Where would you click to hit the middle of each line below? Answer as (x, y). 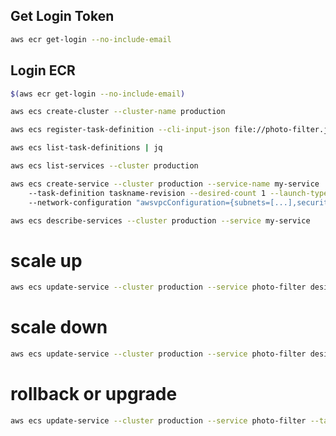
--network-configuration (80, 202)
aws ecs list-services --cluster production (104, 166)
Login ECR (43, 70)
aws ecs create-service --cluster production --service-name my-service (165, 184)
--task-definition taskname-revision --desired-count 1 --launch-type (178, 193)
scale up (46, 260)
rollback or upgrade (94, 394)
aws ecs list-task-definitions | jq (86, 148)
